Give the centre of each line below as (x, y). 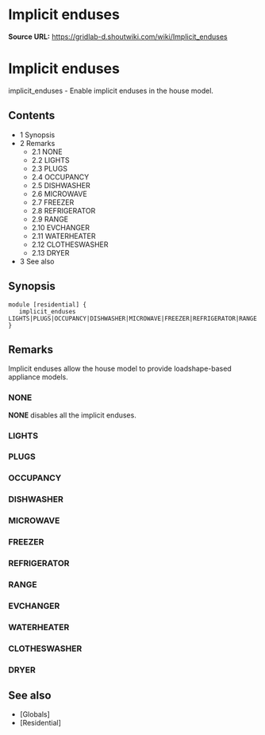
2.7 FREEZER (53, 202)
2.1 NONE (47, 152)
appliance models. (38, 377)
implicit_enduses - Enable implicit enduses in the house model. (111, 90)
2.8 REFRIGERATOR (63, 210)
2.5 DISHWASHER (61, 185)
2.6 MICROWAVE (59, 194)
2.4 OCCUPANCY (60, 177)
